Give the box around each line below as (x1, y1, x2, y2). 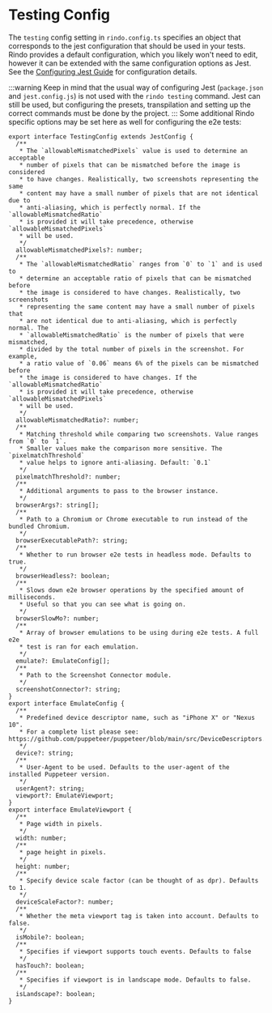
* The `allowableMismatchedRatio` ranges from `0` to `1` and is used (19, 260, 263, 268)
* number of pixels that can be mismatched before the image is (19, 160, 241, 169)
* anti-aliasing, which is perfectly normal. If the (19, 203, 201, 211)
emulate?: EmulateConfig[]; (15, 657, 111, 665)
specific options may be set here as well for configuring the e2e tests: (8, 117, 241, 126)
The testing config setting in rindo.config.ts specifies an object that (8, 32, 241, 42)
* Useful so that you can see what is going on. (19, 600, 186, 608)
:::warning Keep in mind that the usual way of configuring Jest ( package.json (8, 83, 264, 92)
